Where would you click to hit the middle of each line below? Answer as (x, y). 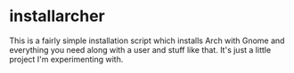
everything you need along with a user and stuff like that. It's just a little (140, 49)
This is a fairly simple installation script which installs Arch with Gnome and (147, 40)
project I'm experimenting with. (66, 59)
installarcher (57, 16)
